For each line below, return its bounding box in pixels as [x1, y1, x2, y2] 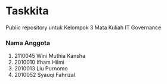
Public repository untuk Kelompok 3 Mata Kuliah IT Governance [5, 24, 162, 31]
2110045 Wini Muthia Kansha [14, 52, 86, 60]
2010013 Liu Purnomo [14, 65, 68, 72]
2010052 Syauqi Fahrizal [14, 71, 75, 79]
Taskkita [5, 4, 49, 18]
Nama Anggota [5, 39, 50, 47]
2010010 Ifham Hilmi [14, 58, 65, 66]
